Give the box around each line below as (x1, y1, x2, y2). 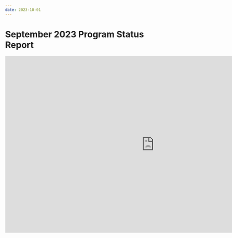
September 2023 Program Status (5, 28, 144, 40)
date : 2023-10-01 (5, 7, 41, 12)
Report (5, 39, 34, 50)
